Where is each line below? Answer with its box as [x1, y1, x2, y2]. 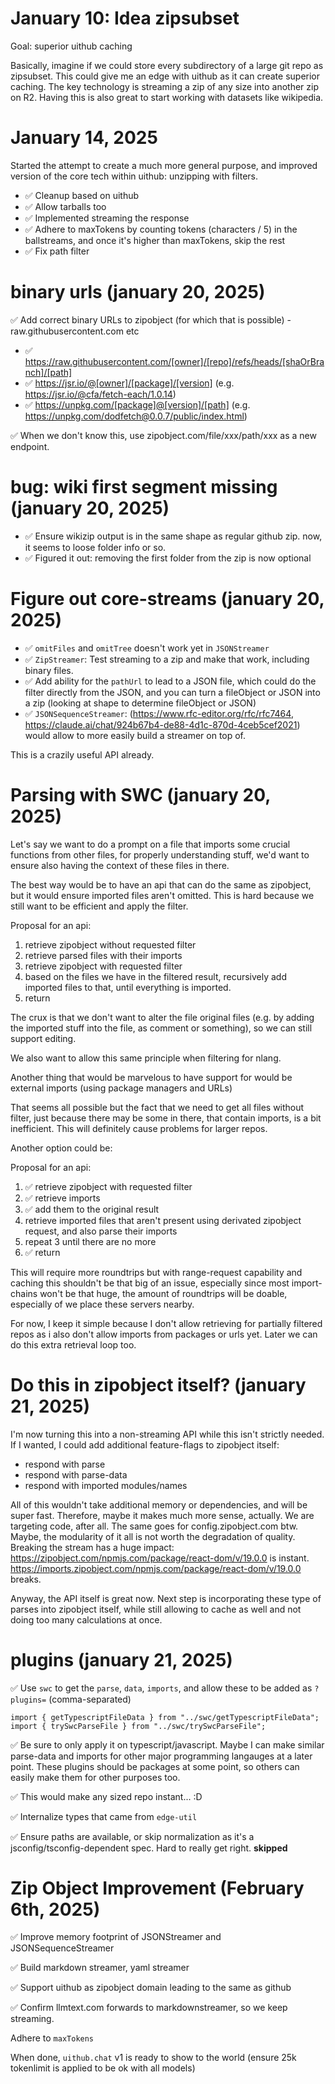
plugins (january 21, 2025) [10, 1648, 233, 1671]
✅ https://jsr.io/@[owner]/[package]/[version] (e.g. [24, 377, 235, 389]
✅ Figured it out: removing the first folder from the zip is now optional [24, 552, 312, 564]
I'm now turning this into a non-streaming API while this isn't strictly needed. [10, 1428, 325, 1440]
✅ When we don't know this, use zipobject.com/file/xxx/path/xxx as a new [10, 429, 317, 441]
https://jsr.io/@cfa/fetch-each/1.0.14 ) [24, 388, 177, 400]
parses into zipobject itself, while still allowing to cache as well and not [10, 1603, 302, 1615]
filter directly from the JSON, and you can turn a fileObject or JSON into [24, 686, 321, 698]
